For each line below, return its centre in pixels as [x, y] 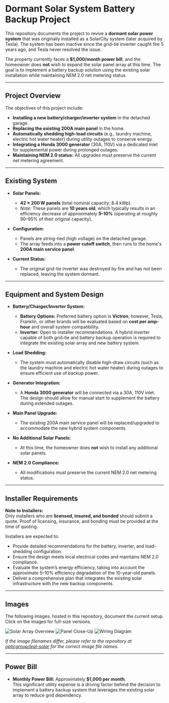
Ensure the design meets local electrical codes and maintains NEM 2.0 [86, 557]
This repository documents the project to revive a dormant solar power [79, 33]
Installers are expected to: [32, 536]
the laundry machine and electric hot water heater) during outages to [92, 368]
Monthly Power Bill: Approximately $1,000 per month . [69, 679]
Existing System [31, 181]
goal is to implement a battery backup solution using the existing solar [78, 70]
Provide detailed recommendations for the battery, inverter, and [78, 546]
